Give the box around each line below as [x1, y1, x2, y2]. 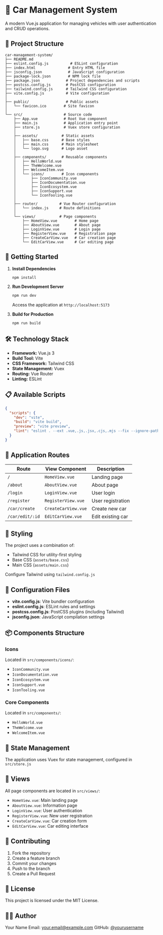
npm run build [12, 321, 41, 326]
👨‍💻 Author [5, 912, 37, 920]
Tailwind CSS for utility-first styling [12, 552, 81, 558]
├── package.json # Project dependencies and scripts [5, 78, 140, 83]
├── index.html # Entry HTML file [5, 65, 105, 70]
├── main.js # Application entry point [14, 120, 118, 125]
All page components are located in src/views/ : [5, 788, 100, 794]
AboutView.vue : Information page [12, 802, 78, 808]
